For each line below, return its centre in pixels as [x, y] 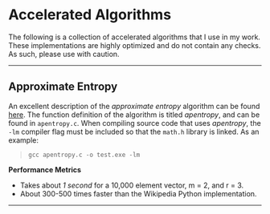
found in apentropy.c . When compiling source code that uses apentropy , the [135, 123]
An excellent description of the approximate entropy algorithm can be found [134, 106]
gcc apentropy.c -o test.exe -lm [84, 155]
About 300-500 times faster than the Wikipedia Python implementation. [138, 193]
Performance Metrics [45, 169]
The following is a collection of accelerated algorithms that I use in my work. [135, 37]
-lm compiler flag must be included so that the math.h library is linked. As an [134, 131]
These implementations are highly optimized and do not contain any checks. [135, 45]
